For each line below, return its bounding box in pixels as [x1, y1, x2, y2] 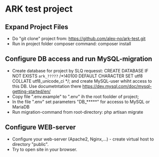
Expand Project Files [5, 23, 69, 31]
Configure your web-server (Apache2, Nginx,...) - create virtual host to [12, 136, 154, 142]
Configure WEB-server [5, 123, 76, 132]
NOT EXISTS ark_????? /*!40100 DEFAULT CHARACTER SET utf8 [12, 73, 143, 79]
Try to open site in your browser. [12, 146, 78, 152]
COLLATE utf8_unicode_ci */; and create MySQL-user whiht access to [12, 78, 152, 84]
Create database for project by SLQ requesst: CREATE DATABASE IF [12, 68, 149, 73]
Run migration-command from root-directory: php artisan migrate [12, 109, 143, 115]
